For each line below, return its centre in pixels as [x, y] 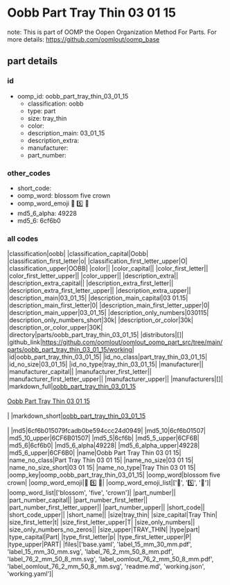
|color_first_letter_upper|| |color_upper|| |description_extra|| [93, 276]
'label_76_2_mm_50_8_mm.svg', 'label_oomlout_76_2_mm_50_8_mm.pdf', [110, 559]
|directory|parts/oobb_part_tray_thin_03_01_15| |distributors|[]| [95, 335]
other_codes [29, 173]
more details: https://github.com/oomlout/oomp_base [83, 39]
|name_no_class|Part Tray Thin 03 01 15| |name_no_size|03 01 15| [100, 460]
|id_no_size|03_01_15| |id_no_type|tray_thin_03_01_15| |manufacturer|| [105, 364]
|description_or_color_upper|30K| [55, 328]
